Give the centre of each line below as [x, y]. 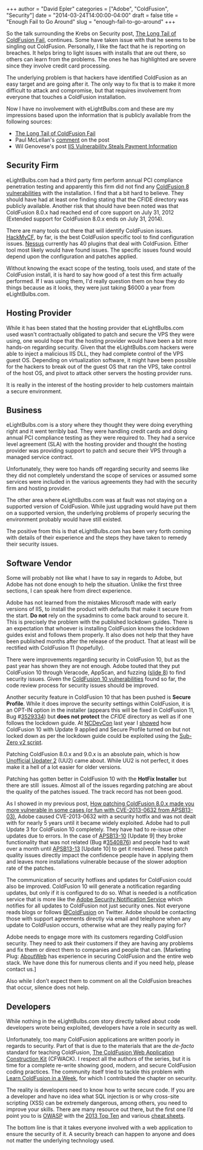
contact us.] [21, 969]
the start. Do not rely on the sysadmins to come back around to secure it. [98, 616]
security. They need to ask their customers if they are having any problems [100, 943]
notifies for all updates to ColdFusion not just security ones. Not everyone [98, 906]
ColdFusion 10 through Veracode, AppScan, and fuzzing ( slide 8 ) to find [96, 673]
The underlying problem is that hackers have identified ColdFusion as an [97, 77]
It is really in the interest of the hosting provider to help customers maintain [100, 385]
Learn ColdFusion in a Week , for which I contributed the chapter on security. [101, 1078]
